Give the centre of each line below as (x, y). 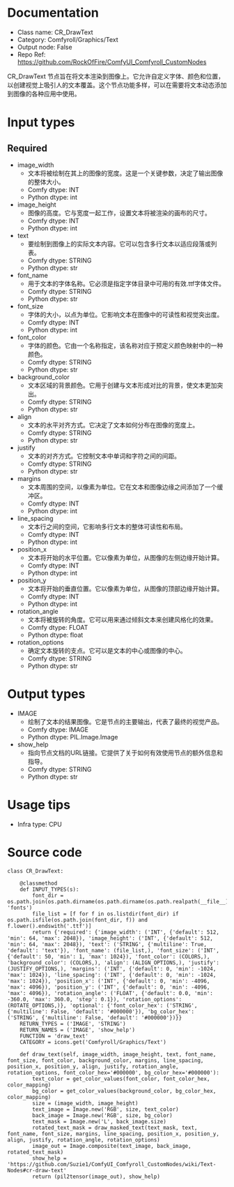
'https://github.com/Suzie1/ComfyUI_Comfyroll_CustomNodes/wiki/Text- (112, 1164)
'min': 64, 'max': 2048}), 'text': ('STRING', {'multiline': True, (107, 944)
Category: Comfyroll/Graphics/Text (68, 39)
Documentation (53, 13)
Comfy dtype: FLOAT (58, 627)
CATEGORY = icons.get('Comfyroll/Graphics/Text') (93, 1042)
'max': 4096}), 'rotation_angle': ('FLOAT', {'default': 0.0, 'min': (110, 993)
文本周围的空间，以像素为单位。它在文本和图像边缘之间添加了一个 (122, 487)
